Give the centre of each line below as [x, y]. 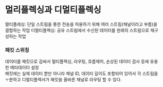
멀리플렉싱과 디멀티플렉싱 [53, 10]
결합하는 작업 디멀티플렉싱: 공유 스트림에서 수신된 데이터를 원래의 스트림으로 [77, 30]
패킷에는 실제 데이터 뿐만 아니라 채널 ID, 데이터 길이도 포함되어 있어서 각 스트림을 [81, 73]
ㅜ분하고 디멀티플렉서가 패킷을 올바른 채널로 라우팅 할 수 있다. [63, 80]
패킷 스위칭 [17, 50]
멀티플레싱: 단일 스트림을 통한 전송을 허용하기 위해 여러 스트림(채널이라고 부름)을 [81, 24]
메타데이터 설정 [24, 68]
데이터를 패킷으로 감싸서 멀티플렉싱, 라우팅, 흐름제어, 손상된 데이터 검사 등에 [77, 61]
